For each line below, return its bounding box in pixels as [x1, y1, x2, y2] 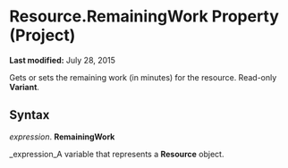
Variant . [9, 81, 40, 92]
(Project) [9, 25, 76, 46]
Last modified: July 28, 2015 [9, 55, 116, 65]
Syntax [9, 107, 50, 122]
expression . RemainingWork [9, 131, 115, 142]
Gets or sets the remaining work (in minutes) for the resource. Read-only [9, 71, 277, 82]
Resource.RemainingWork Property [9, 6, 280, 27]
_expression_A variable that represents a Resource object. [9, 148, 224, 159]
